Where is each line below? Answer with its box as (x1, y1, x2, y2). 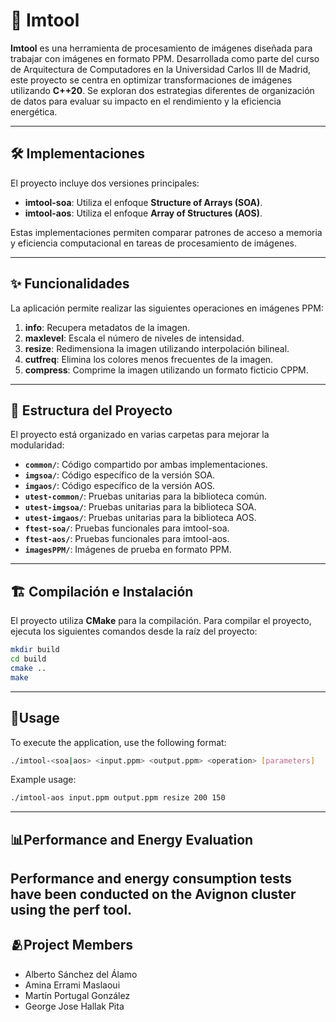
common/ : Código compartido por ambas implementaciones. (24, 459, 268, 471)
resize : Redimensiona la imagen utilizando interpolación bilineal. (24, 342, 290, 354)
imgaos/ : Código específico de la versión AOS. (24, 480, 216, 492)
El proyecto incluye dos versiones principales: (10, 177, 200, 189)
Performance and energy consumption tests (10, 870, 293, 888)
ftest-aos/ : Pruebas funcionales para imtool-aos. (24, 533, 230, 545)
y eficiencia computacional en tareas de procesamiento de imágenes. (10, 237, 297, 249)
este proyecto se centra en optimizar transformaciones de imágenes (10, 74, 293, 86)
